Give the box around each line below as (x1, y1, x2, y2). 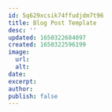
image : (8, 48, 30, 56)
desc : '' (8, 26, 37, 34)
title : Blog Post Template (8, 19, 97, 27)
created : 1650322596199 (8, 41, 87, 49)
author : (8, 84, 34, 93)
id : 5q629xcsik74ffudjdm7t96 (8, 11, 104, 20)
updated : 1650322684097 (8, 33, 87, 42)
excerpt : (8, 77, 37, 85)
